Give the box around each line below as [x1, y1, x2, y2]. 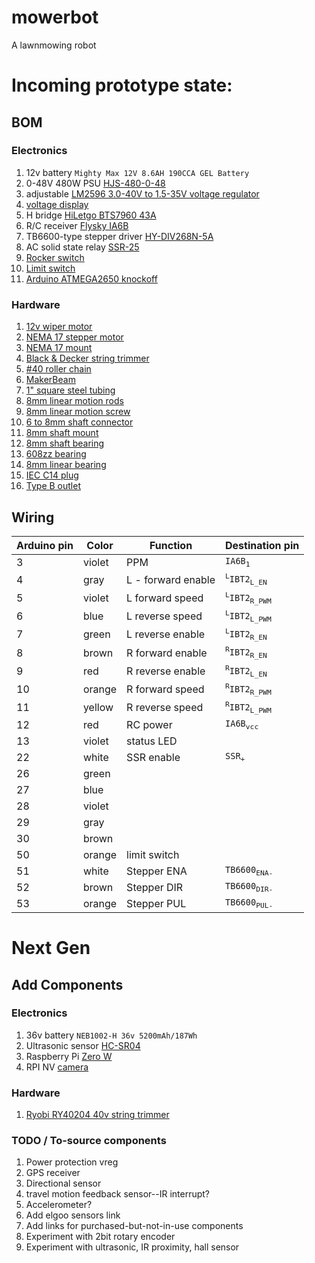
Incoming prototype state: [11, 74, 233, 97]
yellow [82, 701, 114, 715]
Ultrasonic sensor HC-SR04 [25, 1039, 141, 1051]
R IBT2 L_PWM [225, 699, 272, 715]
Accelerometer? [25, 1199, 93, 1211]
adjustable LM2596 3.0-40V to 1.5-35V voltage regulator [25, 187, 260, 200]
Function [149, 538, 193, 552]
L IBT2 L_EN [225, 571, 268, 588]
